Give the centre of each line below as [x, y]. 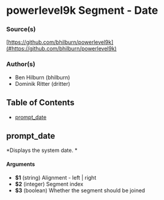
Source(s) [21, 29]
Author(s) [21, 64]
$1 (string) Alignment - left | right [56, 177]
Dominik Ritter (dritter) [42, 83]
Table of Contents [41, 103]
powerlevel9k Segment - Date [82, 11]
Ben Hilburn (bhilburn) [42, 77]
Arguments [21, 164]
